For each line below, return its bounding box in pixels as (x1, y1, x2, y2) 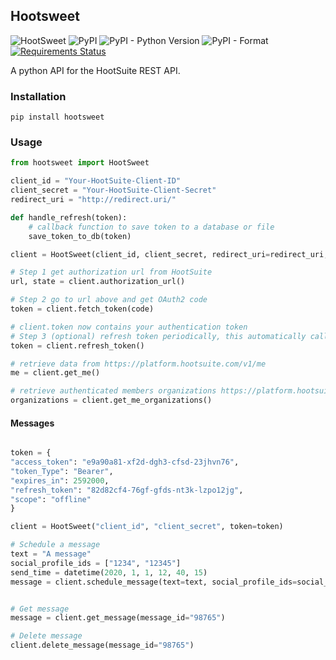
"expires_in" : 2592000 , (10, 475, 110, 486)
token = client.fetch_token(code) (10, 304, 155, 314)
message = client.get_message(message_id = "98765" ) (10, 613, 226, 623)
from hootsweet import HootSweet (10, 158, 150, 168)
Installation (10, 89, 67, 103)
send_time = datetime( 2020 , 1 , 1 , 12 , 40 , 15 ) (10, 567, 208, 578)
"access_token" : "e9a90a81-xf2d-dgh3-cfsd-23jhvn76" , (10, 457, 240, 468)
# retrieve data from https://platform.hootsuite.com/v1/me (10, 359, 267, 369)
